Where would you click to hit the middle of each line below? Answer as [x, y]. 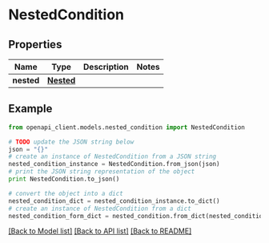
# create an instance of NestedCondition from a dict [100, 209]
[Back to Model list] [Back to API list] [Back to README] [100, 231]
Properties [35, 45]
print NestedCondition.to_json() [64, 179]
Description [106, 67]
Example [30, 109]
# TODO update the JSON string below [71, 142]
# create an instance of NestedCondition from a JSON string [112, 157]
